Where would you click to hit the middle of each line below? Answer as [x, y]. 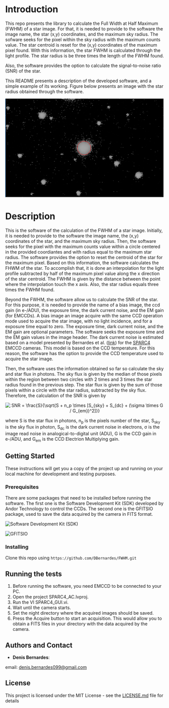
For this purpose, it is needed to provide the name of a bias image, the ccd [83, 305]
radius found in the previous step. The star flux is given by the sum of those [84, 384]
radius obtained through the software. [45, 91]
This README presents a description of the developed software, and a [78, 81]
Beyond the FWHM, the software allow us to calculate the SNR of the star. [82, 299]
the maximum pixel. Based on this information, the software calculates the [82, 263]
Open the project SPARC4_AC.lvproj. [50, 597]
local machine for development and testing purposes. [61, 474]
